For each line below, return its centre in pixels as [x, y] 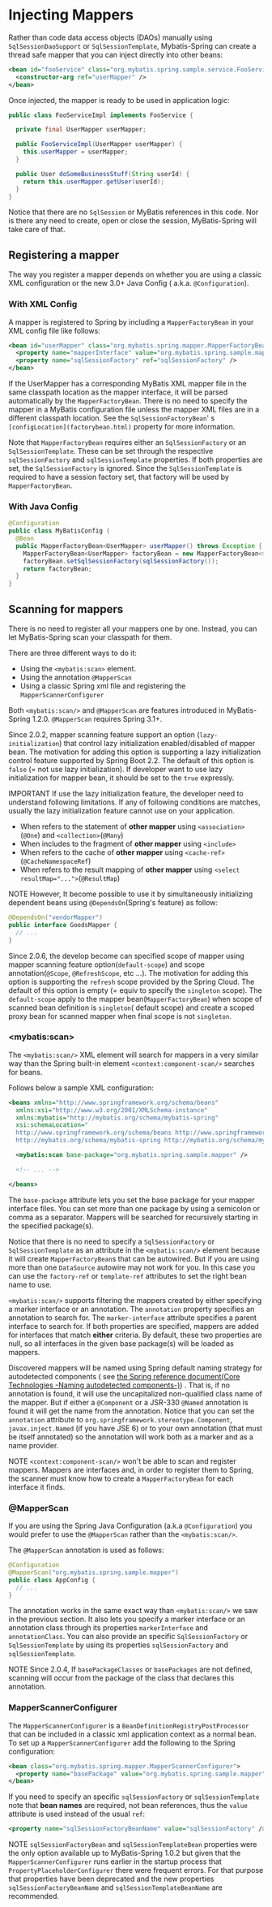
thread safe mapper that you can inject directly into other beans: [116, 54]
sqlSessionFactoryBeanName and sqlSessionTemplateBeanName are [115, 1888]
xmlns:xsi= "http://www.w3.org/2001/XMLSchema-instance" [112, 1110]
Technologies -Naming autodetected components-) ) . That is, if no [119, 1385]
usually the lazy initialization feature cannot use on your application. [121, 811]
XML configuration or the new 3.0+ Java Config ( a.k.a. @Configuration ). [129, 283]
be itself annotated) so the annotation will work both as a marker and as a [131, 1437]
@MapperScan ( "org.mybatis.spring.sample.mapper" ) [94, 1573]
